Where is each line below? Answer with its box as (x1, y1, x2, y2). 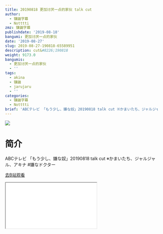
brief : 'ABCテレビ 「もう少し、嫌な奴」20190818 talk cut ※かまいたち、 (5, 107, 142, 112)
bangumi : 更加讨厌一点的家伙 (5, 35, 57, 39)
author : (5, 12, 21, 17)
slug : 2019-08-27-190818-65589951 (5, 43, 75, 48)
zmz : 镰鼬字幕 (5, 25, 31, 30)
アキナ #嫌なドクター (13, 161, 56, 167)
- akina (9, 75, 25, 80)
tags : (5, 71, 16, 76)
